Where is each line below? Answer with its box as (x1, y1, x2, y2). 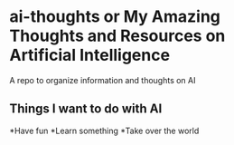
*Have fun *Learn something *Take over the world (9, 125, 200, 136)
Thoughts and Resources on (9, 25, 226, 46)
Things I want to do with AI (9, 101, 163, 117)
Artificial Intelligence (9, 45, 170, 65)
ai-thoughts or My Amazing (9, 6, 221, 27)
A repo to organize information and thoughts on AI (9, 74, 196, 85)
